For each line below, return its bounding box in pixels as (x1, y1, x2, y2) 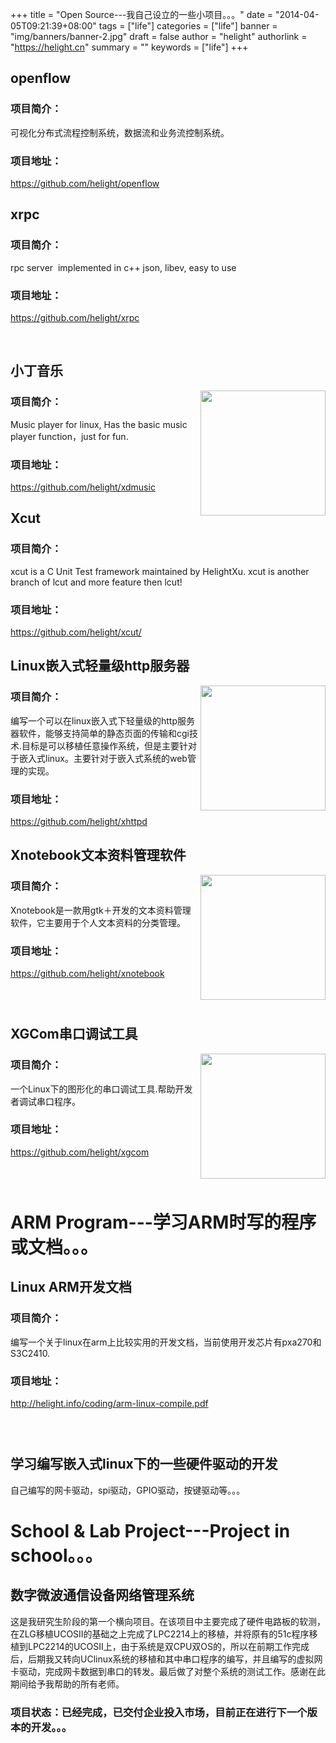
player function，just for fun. (10, 430, 129, 442)
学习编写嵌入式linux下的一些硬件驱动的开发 (10, 1456, 278, 1473)
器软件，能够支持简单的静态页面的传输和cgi (10, 727, 190, 739)
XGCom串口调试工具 (10, 1026, 138, 1043)
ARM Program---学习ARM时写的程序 (10, 1211, 317, 1233)
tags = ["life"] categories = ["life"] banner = (98, 20, 278, 32)
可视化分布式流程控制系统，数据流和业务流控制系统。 (10, 126, 230, 138)
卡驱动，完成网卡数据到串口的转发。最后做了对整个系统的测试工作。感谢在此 (10, 1665, 326, 1677)
